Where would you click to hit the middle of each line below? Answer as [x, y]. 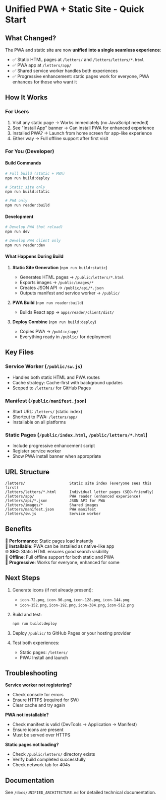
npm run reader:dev [25, 245]
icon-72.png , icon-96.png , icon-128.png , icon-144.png [75, 599]
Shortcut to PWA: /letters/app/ [45, 417]
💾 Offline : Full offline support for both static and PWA [59, 557]
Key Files [19, 352]
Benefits [19, 529]
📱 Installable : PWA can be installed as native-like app [60, 546]
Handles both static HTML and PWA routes [56, 377]
